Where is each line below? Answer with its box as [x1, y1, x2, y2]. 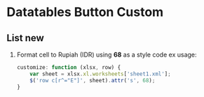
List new [6, 32, 45, 44]
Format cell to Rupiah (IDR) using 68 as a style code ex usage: [16, 50, 197, 59]
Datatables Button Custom [6, 4, 164, 20]
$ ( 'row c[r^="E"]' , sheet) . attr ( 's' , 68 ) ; [29, 77, 156, 84]
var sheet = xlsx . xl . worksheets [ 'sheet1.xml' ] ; [29, 70, 171, 77]
